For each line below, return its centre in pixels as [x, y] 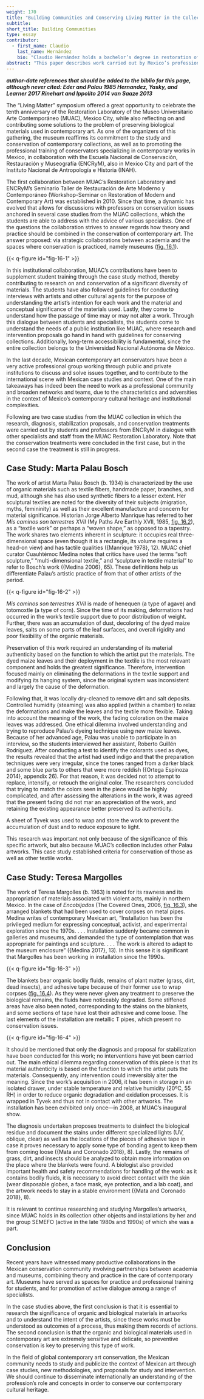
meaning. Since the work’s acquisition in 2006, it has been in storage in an [99, 1082]
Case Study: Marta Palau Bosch [67, 468]
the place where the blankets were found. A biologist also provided [90, 1165]
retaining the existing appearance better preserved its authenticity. [90, 809]
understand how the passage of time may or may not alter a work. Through [100, 315]
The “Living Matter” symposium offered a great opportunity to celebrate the [101, 105]
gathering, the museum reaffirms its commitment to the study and [89, 137]
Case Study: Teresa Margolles [64, 877]
